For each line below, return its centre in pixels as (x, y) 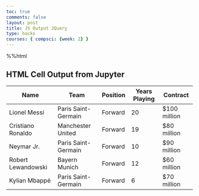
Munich (68, 167)
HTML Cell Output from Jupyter (65, 75)
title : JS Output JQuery (37, 28)
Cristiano (22, 126)
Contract (176, 95)
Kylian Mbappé (30, 180)
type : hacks (21, 34)
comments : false (26, 17)
